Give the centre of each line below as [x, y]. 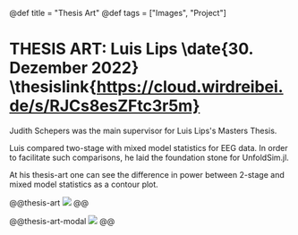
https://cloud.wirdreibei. [190, 87]
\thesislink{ [53, 87]
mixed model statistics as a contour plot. [84, 184]
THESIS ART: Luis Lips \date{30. [131, 49]
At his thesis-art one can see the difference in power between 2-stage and [147, 174]
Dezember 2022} [74, 68]
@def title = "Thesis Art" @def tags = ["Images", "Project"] [118, 13]
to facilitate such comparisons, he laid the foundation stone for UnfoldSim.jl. [149, 157]
